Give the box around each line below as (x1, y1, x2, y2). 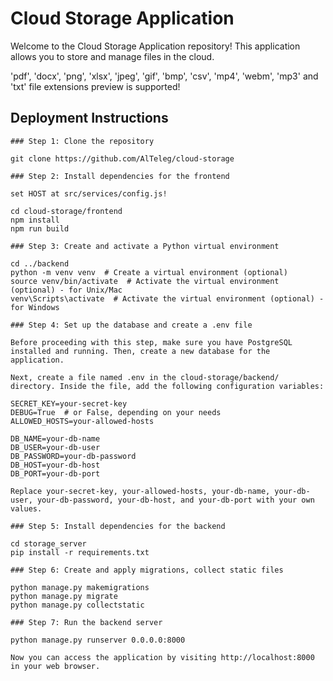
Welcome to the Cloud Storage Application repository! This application (10, 40, 301, 52)
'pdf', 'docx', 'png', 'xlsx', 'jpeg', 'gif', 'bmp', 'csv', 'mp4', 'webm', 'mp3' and (10, 70, 319, 82)
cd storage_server (10, 538, 87, 549)
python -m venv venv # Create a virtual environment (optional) (10, 267, 288, 277)
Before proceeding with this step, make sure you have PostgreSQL (10, 337, 293, 347)
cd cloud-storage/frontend (10, 206, 123, 216)
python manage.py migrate (10, 591, 118, 601)
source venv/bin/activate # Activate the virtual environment (10, 276, 280, 286)
